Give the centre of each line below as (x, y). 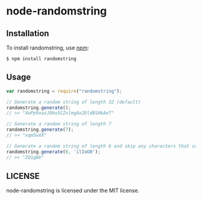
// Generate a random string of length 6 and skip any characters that (98, 146)
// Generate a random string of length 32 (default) (74, 102)
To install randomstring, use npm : (47, 48)
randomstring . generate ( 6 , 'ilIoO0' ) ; (54, 152)
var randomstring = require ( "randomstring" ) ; (64, 91)
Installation (28, 33)
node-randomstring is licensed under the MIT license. (73, 190)
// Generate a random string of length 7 (59, 124)
